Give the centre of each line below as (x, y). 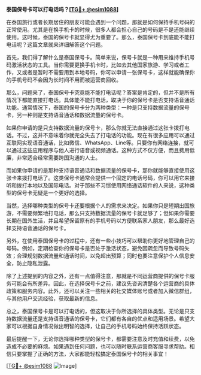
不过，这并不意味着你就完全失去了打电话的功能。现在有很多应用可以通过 (106, 135)
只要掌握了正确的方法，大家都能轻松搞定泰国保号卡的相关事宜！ (90, 354)
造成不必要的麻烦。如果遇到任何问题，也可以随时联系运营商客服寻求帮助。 (98, 346)
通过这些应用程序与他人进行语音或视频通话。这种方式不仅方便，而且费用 (100, 150)
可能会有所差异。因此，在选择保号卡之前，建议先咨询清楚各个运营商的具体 (103, 283)
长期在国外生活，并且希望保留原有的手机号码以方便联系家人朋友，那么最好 (98, 220)
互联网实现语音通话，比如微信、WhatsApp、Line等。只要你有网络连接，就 (98, 143)
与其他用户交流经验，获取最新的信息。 (53, 298)
